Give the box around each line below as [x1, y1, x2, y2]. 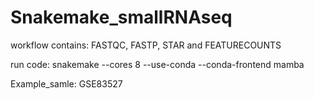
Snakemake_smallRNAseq [10, 6, 233, 29]
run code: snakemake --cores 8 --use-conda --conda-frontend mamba [10, 58, 305, 70]
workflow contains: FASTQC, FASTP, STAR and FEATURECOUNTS [10, 39, 282, 51]
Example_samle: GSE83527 [10, 77, 123, 90]
